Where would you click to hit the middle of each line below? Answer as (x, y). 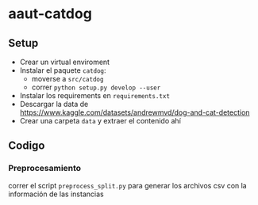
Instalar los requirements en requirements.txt (95, 95)
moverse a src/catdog (67, 79)
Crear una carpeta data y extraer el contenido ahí (100, 121)
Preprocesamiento (45, 169)
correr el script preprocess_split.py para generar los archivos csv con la (128, 185)
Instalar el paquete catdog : (63, 70)
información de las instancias (56, 194)
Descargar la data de (54, 104)
